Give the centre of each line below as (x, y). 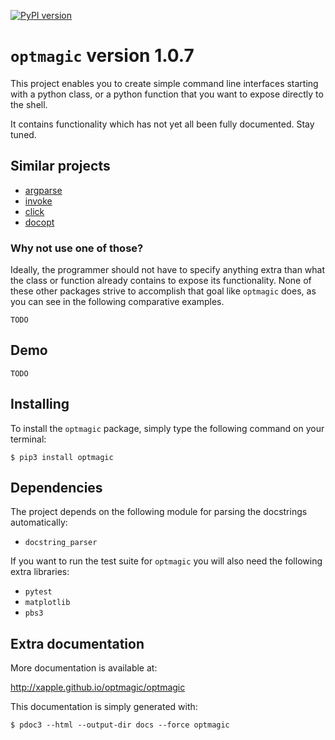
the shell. (29, 104)
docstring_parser (61, 543)
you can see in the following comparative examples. (117, 302)
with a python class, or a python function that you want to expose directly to (167, 94)
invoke (38, 201)
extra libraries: (40, 572)
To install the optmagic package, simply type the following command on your (167, 428)
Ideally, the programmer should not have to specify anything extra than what (168, 270)
